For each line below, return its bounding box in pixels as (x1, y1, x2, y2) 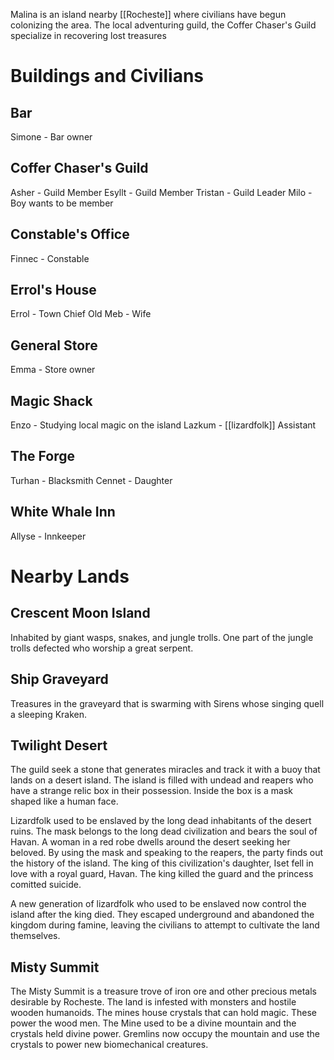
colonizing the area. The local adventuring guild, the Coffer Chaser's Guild (10, 19, 317, 31)
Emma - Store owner (10, 364, 96, 376)
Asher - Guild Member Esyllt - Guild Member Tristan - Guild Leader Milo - (10, 186, 313, 198)
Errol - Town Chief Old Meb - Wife (10, 308, 152, 320)
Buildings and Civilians (10, 65, 204, 88)
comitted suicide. (10, 879, 82, 891)
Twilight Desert (10, 737, 108, 754)
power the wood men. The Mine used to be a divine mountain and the (10, 1017, 297, 1029)
